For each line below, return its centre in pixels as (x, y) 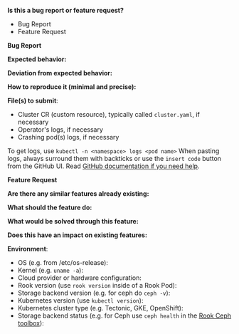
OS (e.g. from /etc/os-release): (63, 262)
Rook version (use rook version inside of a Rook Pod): (97, 285)
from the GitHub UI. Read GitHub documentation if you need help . (103, 166)
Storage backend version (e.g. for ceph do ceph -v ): (94, 293)
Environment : (28, 249)
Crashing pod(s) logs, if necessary (68, 137)
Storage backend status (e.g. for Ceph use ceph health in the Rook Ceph (124, 315)
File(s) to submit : (33, 100)
